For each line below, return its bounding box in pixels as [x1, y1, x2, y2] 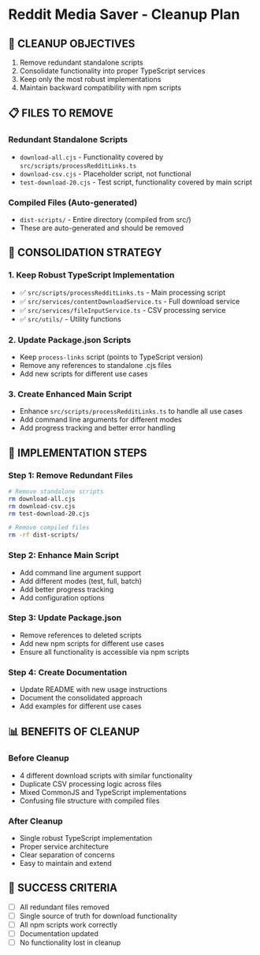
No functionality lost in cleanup [19, 938, 121, 947]
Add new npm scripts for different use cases [19, 638, 165, 648]
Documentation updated [19, 929, 98, 938]
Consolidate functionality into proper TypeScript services [19, 66, 206, 76]
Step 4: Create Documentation [8, 667, 128, 678]
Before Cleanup [8, 752, 69, 764]
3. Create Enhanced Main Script [8, 388, 132, 399]
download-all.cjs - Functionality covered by [19, 152, 164, 162]
